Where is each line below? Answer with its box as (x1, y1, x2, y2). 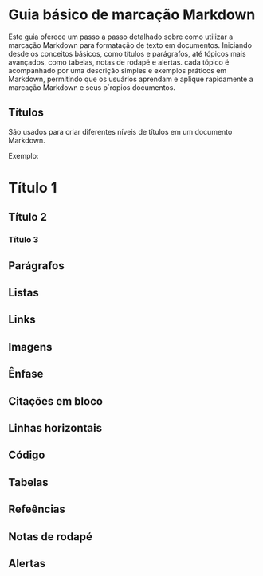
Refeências (8, 503, 66, 516)
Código (8, 449, 45, 462)
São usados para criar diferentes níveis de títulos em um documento (8, 127, 233, 136)
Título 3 (8, 234, 39, 245)
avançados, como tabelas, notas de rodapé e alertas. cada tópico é (8, 57, 230, 67)
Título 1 (8, 178, 57, 197)
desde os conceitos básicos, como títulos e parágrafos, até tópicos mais (8, 49, 246, 58)
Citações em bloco (8, 394, 104, 408)
